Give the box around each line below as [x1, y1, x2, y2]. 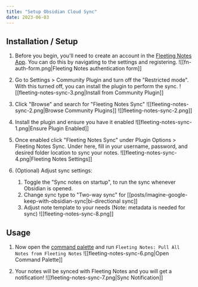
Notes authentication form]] [73, 65, 142, 72]
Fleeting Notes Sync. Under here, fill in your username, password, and [14, 143, 188, 150]
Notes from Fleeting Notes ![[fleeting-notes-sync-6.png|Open [14, 250, 169, 257]
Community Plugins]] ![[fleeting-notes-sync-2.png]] [64, 107, 193, 114]
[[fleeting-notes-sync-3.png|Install [14, 89, 101, 96]
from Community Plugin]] [101, 89, 164, 96]
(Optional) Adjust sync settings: [14, 167, 92, 174]
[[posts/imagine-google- [127, 192, 188, 199]
